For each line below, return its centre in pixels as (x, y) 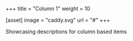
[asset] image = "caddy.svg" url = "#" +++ (58, 20)
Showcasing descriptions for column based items (66, 31)
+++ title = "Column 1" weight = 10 (48, 9)
